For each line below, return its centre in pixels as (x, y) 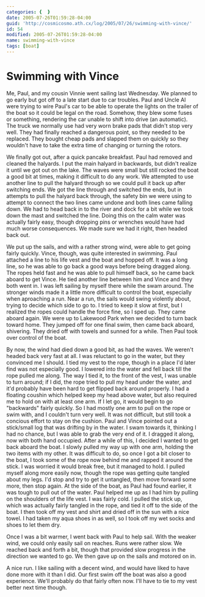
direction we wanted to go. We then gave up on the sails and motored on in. (101, 556)
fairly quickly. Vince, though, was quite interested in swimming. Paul (92, 253)
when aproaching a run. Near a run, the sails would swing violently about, (99, 298)
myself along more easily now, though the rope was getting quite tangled (98, 473)
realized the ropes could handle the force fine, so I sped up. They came (96, 312)
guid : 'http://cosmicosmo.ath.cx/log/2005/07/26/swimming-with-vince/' (99, 23)
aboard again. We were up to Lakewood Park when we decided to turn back (102, 318)
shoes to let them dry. (34, 525)
